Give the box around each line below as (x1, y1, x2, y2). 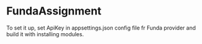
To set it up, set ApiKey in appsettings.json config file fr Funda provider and (6, 24, 197, 31)
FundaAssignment (6, 4, 102, 18)
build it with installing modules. (6, 30, 84, 37)
